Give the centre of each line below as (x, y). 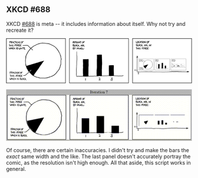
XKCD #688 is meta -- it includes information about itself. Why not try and (96, 23)
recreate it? (20, 30)
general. (16, 169)
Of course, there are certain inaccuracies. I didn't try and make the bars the (98, 150)
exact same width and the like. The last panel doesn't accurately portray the (98, 156)
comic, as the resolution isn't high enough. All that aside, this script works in (99, 162)
